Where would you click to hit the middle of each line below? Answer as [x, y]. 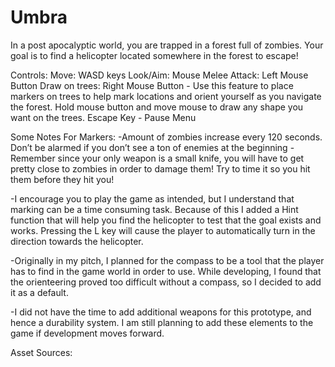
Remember [33, 158]
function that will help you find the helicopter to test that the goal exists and [166, 220]
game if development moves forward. [87, 333]
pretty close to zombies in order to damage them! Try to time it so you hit [160, 168]
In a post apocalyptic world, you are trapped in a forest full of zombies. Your [167, 45]
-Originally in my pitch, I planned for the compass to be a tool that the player [167, 260]
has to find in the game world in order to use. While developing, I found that [166, 271]
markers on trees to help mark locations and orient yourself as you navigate [166, 96]
